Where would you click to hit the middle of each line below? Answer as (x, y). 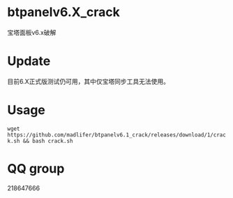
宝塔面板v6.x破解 (32, 32)
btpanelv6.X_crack (64, 12)
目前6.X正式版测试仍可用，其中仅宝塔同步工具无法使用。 (88, 81)
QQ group (36, 169)
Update (29, 61)
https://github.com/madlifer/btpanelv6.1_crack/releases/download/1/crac (117, 135)
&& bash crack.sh (48, 141)
